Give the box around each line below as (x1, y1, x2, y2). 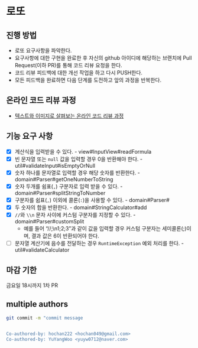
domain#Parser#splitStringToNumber (14, 189, 106, 196)
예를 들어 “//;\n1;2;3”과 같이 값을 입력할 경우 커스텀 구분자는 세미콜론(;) (23, 225, 187, 232)
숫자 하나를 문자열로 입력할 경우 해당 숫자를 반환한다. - (14, 169, 140, 176)
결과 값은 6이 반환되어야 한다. (31, 232, 99, 239)
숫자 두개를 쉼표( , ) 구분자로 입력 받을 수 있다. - (14, 183, 123, 190)
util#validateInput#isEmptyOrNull (14, 162, 96, 169)
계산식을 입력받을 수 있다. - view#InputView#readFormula (14, 148, 152, 155)
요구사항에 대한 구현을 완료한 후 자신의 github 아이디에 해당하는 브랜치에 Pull (14, 54, 192, 61)
